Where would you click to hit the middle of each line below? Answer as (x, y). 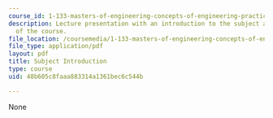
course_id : (27, 16)
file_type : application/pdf (56, 46)
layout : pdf (28, 54)
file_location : (34, 39)
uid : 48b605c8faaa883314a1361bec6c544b (76, 76)
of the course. (41, 31)
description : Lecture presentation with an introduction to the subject (134, 24)
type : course (30, 69)
